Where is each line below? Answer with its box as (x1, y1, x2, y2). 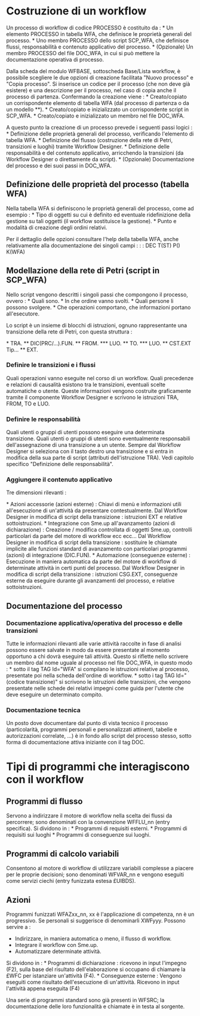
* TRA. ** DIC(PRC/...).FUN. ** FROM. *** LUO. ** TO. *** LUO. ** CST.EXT (6, 339, 192, 347)
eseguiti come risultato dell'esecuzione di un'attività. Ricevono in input (6, 979, 180, 986)
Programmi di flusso (6, 796, 83, 807)
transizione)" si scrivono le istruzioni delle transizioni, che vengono (26, 678, 191, 686)
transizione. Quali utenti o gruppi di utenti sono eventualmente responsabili (6, 435, 190, 442)
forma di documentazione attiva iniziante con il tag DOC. (6, 739, 145, 746)
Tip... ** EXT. (6, 346, 39, 353)
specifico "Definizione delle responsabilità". (6, 461, 113, 468)
